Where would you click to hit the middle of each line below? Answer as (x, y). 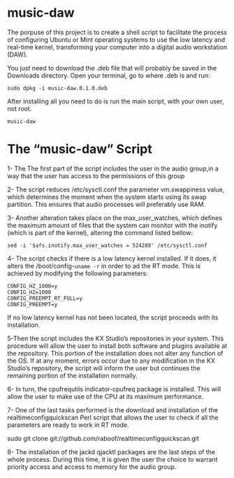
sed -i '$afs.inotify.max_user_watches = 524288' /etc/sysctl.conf (108, 245)
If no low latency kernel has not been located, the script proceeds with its (113, 317)
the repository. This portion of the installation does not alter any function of (115, 353)
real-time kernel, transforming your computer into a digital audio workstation (117, 47)
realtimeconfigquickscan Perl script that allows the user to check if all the (113, 417)
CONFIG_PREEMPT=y (32, 304)
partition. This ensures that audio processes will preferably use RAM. (107, 204)
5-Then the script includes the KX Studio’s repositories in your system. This (116, 338)
